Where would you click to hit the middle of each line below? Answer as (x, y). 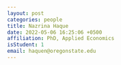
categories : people (35, 20)
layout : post (26, 13)
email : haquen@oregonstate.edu (52, 51)
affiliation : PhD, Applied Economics (61, 39)
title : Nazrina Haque (38, 26)
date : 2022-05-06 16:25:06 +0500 (55, 32)
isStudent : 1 (26, 45)
